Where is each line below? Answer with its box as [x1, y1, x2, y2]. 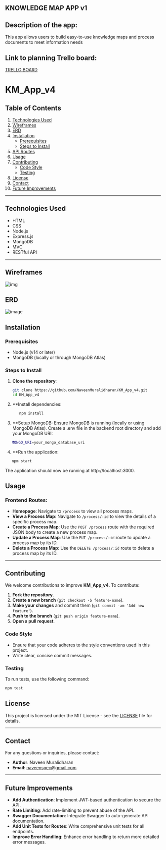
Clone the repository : [12, 378, 57, 384]
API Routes [12, 149, 35, 155]
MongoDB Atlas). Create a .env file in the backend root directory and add [12, 425, 161, 431]
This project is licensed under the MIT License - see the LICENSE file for [5, 712, 152, 718]
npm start [11, 458, 32, 463]
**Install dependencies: [12, 401, 62, 407]
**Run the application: [12, 449, 59, 455]
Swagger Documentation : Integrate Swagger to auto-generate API [12, 813, 149, 819]
